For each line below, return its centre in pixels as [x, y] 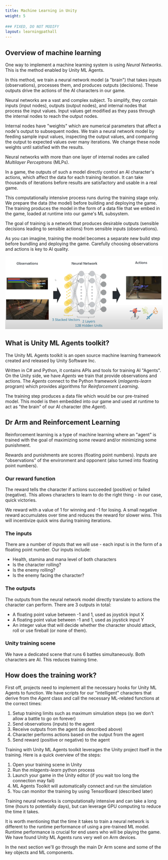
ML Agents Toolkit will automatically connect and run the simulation [82, 786]
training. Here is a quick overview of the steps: [53, 755]
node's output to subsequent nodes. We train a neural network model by [80, 131]
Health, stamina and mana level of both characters [64, 560]
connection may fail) [33, 780]
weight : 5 [15, 16]
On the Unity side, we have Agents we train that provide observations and [81, 376]
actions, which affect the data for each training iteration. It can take [74, 177]
